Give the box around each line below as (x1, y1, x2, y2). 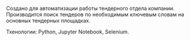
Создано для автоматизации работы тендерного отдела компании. (6, 5, 175, 12)
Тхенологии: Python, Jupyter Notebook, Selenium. (6, 28, 129, 35)
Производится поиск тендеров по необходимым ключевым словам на (6, 11, 184, 18)
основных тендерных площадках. (6, 17, 91, 24)
